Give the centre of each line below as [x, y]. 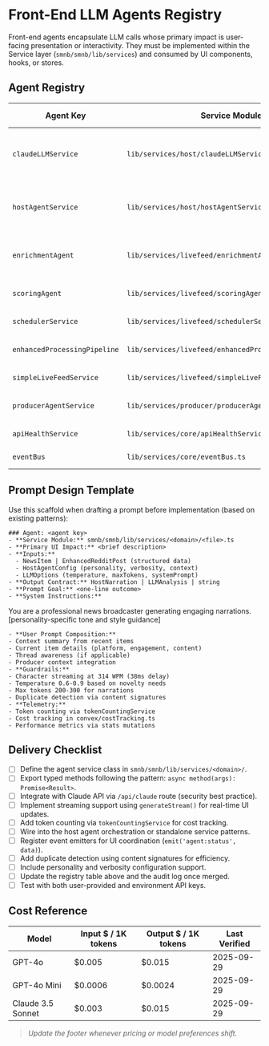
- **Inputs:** [32, 554]
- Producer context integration [62, 662]
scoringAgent [37, 293]
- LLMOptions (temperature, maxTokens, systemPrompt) [107, 575]
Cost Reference [48, 911]
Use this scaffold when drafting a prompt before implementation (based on [132, 509]
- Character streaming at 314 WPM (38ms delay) [89, 676]
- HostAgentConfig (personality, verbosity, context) [107, 568]
